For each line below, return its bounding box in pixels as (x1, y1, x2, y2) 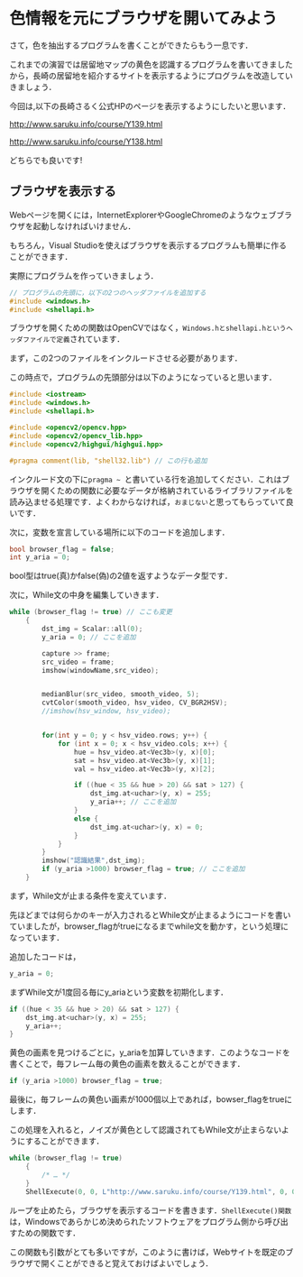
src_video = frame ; (41, 657, 115, 666)
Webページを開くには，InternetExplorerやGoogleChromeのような (9, 209, 253, 220)
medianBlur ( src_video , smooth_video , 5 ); (41, 690, 200, 699)
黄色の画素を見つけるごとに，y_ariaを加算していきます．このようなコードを (9, 1047, 290, 1058)
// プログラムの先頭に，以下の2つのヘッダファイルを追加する (9, 288, 207, 298)
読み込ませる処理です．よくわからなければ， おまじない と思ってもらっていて (9, 496, 286, 507)
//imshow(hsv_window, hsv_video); (41, 707, 171, 716)
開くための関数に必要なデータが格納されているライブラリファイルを (40, 484, 294, 496)
